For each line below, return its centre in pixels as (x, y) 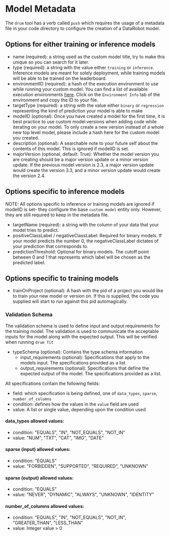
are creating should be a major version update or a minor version (80, 159)
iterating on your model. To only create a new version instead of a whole (88, 127)
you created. (26, 137)
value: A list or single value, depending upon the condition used (79, 409)
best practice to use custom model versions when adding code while (85, 121)
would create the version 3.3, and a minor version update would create (87, 170)
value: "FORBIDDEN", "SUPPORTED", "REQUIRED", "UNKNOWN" (80, 466)
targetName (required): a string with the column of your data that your (86, 224)
